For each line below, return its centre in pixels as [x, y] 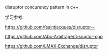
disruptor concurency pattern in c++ [42, 7]
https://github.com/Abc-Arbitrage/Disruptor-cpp [54, 37]
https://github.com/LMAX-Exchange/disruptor [52, 46]
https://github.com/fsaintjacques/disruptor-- [50, 27]
